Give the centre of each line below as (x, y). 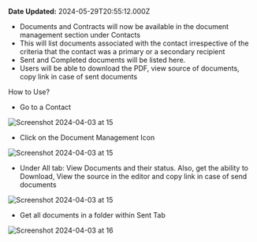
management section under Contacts (80, 35)
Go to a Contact (45, 107)
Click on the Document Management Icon (87, 137)
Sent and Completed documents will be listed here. (102, 60)
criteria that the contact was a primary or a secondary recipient (122, 51)
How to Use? (29, 92)
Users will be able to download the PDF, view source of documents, (129, 68)
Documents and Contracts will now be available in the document (124, 26)
